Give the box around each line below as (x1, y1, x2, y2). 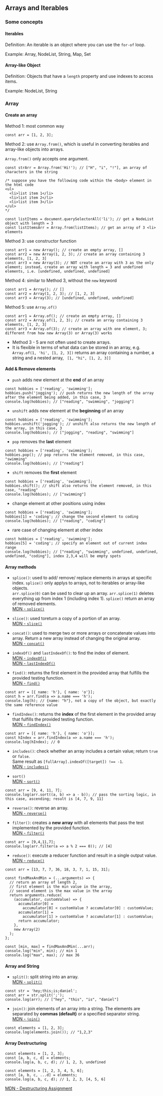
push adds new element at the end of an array (12, 377, 104, 383)
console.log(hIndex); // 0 (5, 740, 60, 745)
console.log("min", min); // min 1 (5, 949, 78, 954)
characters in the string (5, 169, 58, 174)
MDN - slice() (12, 621, 42, 627)
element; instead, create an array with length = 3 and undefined (5, 264, 143, 270)
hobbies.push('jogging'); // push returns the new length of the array (5, 391, 154, 396)
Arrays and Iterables (5, 4, 69, 12)
